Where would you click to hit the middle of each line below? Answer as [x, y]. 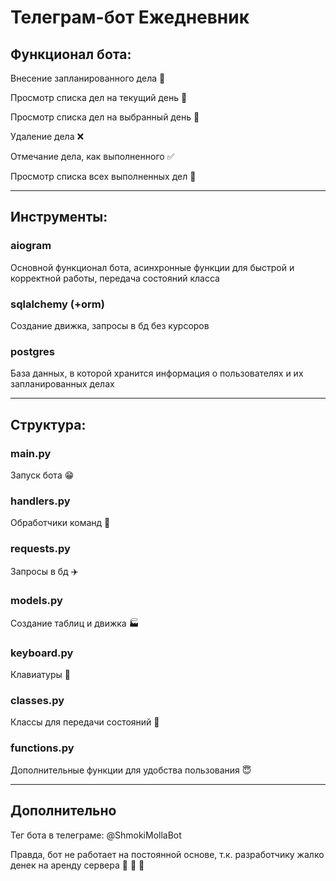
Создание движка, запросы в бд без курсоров [110, 325]
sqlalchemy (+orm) [57, 304]
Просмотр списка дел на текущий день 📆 [99, 97]
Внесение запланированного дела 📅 [88, 78]
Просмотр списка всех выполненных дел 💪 [103, 176]
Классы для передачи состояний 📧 [85, 722]
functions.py [42, 748]
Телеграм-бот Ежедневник [130, 17]
